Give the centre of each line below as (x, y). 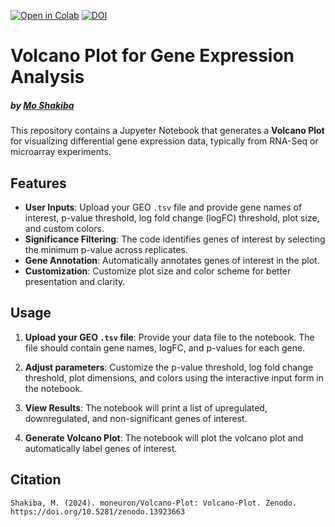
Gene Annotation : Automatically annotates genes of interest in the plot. (172, 260)
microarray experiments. (61, 152)
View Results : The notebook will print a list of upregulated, (146, 407)
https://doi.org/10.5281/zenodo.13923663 (98, 511)
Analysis (47, 77)
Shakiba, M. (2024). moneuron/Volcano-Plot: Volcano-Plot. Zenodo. (154, 503)
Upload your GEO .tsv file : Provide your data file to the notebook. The (169, 337)
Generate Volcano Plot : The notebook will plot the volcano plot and (164, 437)
